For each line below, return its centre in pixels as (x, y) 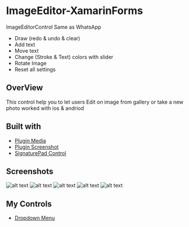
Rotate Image (30, 63)
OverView (24, 88)
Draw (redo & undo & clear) (47, 38)
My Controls (29, 204)
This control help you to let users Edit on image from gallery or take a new (95, 102)
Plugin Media (30, 140)
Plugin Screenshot (36, 147)
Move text (27, 50)
